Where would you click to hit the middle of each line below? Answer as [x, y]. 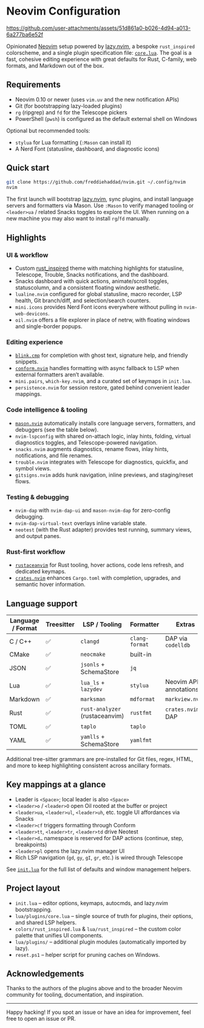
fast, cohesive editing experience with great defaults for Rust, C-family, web [102, 59]
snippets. [27, 362]
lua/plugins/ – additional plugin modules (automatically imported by [100, 942]
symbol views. [33, 468]
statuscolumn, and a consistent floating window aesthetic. [88, 288]
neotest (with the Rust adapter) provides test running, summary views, [103, 530]
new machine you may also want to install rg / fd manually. [78, 219]
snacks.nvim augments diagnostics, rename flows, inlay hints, [92, 449]
